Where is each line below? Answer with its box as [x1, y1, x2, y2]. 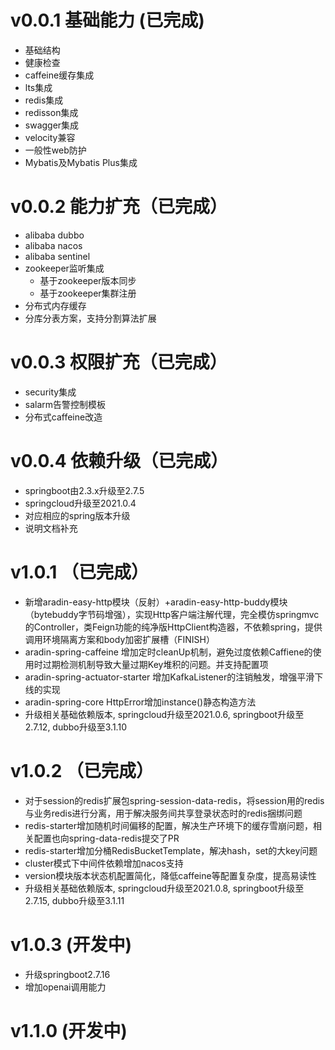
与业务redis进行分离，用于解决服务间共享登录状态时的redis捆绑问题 [24, 807, 303, 819]
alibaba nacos [24, 239, 83, 251]
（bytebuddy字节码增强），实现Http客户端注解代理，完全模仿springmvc [24, 608, 320, 620]
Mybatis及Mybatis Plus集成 [24, 156, 138, 168]
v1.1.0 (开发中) [10, 1019, 128, 1042]
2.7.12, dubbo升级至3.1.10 [24, 721, 127, 733]
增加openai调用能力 [24, 981, 107, 993]
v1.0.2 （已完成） [10, 759, 155, 782]
